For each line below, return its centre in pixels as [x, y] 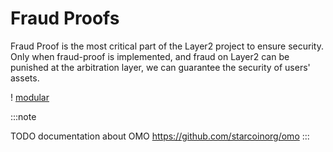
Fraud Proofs [65, 18]
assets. [25, 78]
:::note [23, 116]
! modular [30, 97]
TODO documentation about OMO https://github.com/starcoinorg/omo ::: [160, 136]
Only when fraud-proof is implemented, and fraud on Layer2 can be [150, 56]
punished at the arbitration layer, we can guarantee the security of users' [160, 67]
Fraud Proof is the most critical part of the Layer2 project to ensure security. [167, 46]
